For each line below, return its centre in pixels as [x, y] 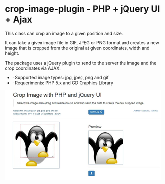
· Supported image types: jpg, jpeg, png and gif [60, 77]
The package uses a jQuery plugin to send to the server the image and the [81, 63]
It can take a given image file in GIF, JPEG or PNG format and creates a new [82, 42]
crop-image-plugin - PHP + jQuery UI [82, 9]
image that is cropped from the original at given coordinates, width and [77, 48]
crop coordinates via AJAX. [33, 68]
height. [12, 53]
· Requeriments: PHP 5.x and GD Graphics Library [63, 83]
